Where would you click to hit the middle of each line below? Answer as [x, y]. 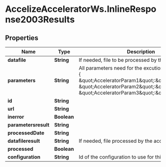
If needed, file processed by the [116, 141]
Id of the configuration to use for [116, 157]
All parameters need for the [110, 68]
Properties [22, 38]
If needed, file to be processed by [118, 60]
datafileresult [24, 141]
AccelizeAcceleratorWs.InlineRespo [81, 9]
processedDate [26, 133]
